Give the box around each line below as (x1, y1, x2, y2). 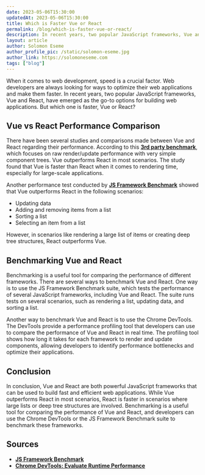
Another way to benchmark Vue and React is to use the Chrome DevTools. (6, 316, 193, 323)
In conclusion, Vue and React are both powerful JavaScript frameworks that (6, 382, 197, 389)
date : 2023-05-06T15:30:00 (6, 9, 75, 15)
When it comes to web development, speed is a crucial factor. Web (6, 77, 175, 84)
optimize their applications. (6, 348, 74, 356)
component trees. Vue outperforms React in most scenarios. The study (6, 157, 185, 164)
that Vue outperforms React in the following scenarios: (6, 188, 144, 195)
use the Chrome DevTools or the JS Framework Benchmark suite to (6, 414, 176, 422)
